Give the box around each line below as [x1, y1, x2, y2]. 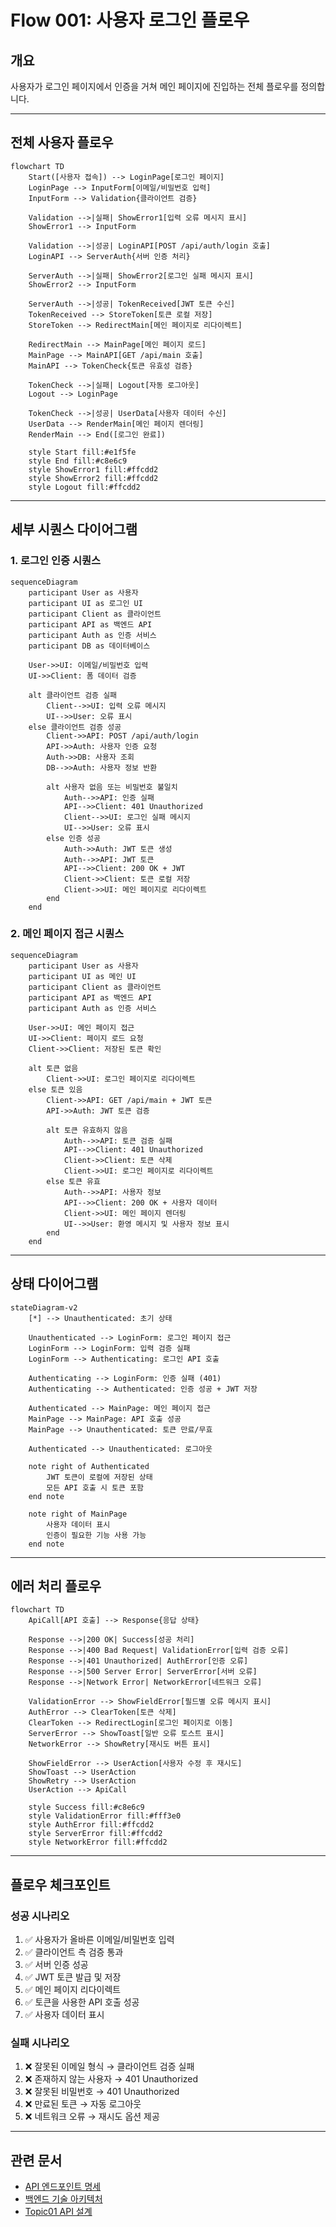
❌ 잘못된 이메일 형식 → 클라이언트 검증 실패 [24, 2061, 195, 2073]
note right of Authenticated [28, 1461, 150, 1471]
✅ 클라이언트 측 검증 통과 [24, 1946, 124, 1958]
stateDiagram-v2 [10, 1302, 78, 1313]
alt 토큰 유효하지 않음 [46, 1125, 128, 1135]
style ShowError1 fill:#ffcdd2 [28, 464, 159, 475]
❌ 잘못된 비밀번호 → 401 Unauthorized [24, 2086, 180, 2098]
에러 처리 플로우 [10, 1578, 102, 1595]
